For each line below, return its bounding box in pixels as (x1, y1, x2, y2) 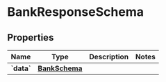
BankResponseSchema (7, 4, 144, 20)
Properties (7, 32, 54, 43)
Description (89, 52, 129, 61)
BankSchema (38, 63, 83, 73)
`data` (10, 63, 31, 73)
